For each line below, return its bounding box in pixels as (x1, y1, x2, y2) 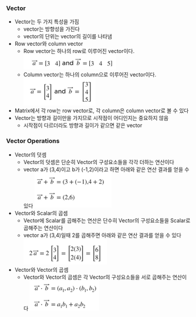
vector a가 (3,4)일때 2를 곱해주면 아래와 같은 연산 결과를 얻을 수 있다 (23, 231, 182, 239)
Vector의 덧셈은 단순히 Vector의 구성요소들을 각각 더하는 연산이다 (23, 158, 174, 165)
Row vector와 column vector (14, 40, 83, 48)
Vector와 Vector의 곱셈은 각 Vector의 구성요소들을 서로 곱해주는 (23, 273, 171, 281)
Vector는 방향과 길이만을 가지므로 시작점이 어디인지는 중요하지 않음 (14, 115, 169, 122)
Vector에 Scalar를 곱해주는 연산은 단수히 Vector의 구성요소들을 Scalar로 (23, 216, 191, 224)
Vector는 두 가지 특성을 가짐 (14, 18, 79, 25)
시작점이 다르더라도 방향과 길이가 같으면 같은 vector (23, 122, 143, 129)
